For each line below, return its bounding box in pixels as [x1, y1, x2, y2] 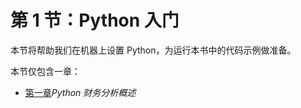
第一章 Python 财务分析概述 [24, 86, 137, 98]
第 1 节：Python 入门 [10, 9, 180, 32]
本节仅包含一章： [10, 65, 81, 77]
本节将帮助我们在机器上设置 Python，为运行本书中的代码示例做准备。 [10, 44, 297, 56]
